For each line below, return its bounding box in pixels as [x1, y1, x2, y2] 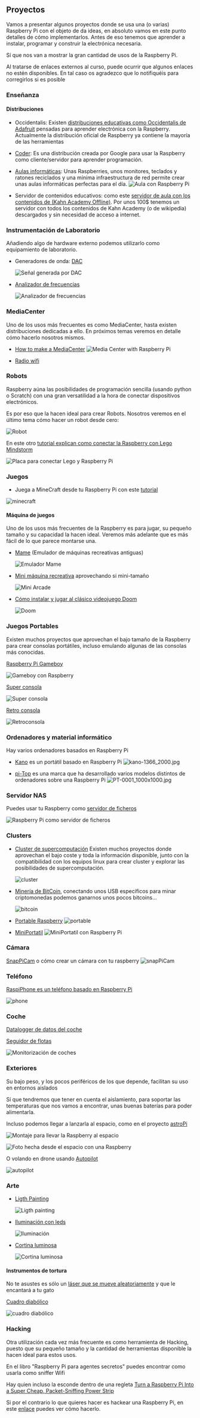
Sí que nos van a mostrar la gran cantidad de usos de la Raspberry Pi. [6, 51, 178, 59]
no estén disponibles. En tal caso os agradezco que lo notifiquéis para [6, 69, 179, 77]
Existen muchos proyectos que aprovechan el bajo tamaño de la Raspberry [6, 635, 191, 643]
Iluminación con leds [14, 1218, 66, 1225]
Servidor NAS [6, 791, 47, 799]
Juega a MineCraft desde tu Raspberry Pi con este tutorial [14, 486, 158, 493]
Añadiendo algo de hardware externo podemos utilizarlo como [6, 240, 160, 247]
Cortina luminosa [14, 1242, 57, 1248]
